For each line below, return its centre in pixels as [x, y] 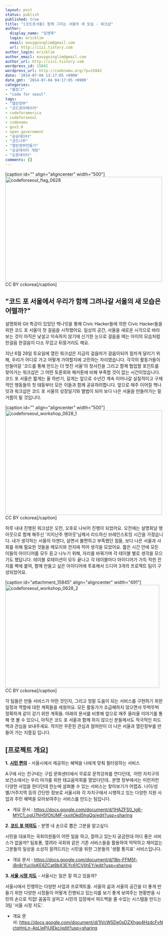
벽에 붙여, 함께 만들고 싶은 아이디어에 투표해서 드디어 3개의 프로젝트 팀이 [85, 566]
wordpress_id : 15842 [27, 66]
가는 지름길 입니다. [33, 732]
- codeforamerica [23, 113]
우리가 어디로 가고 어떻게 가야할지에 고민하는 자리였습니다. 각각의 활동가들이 [86, 360]
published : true [22, 19]
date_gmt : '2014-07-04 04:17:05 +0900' [47, 80]
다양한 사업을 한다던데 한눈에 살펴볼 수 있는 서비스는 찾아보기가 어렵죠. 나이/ [79, 786]
